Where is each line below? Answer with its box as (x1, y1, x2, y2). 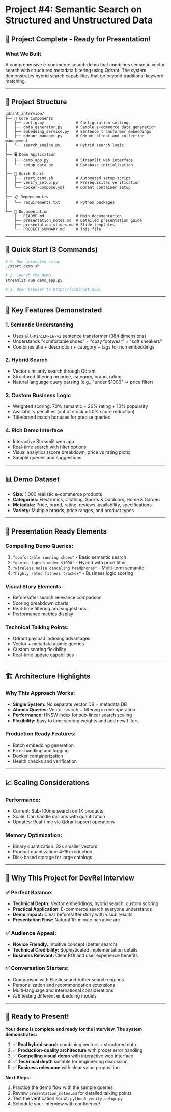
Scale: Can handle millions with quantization (12, 814, 105, 820)
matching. (5, 78, 26, 84)
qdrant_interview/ (5, 111, 44, 116)
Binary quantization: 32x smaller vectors (12, 843, 98, 849)
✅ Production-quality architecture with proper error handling (12, 1047, 143, 1053)
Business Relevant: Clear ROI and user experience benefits (12, 952, 138, 958)
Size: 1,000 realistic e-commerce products (12, 491, 103, 497)
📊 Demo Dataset (5, 475, 60, 483)
